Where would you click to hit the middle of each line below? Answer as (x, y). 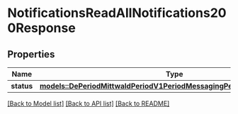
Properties (31, 54)
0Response (41, 28)
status (22, 86)
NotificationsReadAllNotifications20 (117, 13)
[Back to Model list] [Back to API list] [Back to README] (89, 103)
